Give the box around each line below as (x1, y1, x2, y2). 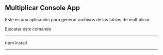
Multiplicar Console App (5, 4, 80, 12)
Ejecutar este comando (5, 26, 51, 32)
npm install (5, 40, 27, 45)
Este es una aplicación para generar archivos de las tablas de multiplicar (5, 16, 150, 22)
